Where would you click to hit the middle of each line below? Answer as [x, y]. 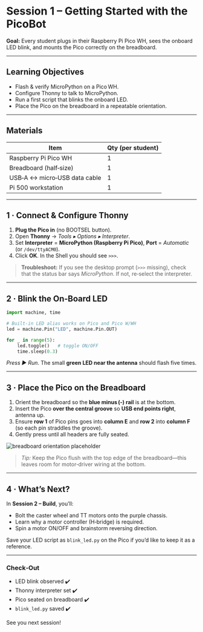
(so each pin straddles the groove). [59, 428]
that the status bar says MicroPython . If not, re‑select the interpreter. [106, 274]
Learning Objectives [45, 72]
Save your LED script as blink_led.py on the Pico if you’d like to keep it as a [101, 540]
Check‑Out [23, 568]
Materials [24, 131]
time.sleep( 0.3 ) [38, 351]
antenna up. [30, 415]
